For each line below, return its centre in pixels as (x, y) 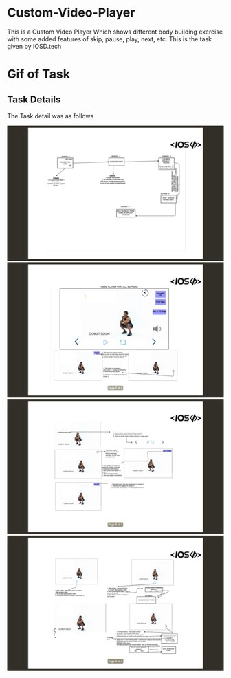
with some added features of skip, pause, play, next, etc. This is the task (109, 39)
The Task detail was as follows (51, 116)
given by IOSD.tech (34, 46)
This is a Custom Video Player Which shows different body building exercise (115, 32)
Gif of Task (39, 74)
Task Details (34, 99)
